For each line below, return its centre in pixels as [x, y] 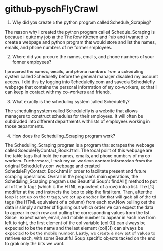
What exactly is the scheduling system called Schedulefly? [71, 101]
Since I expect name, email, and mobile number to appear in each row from [80, 217]
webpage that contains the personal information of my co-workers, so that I [81, 87]
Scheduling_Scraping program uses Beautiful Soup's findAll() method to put [81, 181]
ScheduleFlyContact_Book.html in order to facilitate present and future [76, 171]
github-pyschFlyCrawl [52, 9]
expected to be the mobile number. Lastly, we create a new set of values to [80, 233]
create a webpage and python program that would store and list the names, [81, 42]
